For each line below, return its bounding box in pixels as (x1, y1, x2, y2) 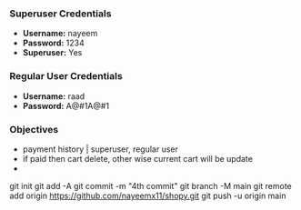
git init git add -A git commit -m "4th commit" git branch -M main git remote (9, 180, 293, 191)
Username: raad (22, 90, 85, 102)
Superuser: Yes (22, 47, 83, 58)
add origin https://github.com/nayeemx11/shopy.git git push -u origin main (9, 190, 286, 201)
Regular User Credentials (9, 70, 123, 83)
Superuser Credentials (9, 7, 112, 20)
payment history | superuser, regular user (22, 144, 179, 155)
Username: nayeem (22, 28, 98, 39)
